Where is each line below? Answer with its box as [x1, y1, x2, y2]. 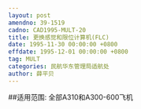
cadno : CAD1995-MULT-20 [8, 26, 87, 34]
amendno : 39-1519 [8, 19, 65, 27]
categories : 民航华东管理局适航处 [8, 63, 109, 71]
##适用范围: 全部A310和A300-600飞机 [8, 92, 134, 102]
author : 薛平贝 [8, 70, 54, 78]
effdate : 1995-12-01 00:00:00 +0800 [8, 48, 128, 56]
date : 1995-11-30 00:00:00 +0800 [8, 41, 118, 49]
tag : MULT [8, 56, 41, 64]
